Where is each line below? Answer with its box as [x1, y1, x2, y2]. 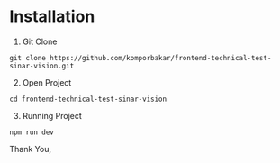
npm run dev [9, 128, 54, 137]
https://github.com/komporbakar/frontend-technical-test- [49, 53, 272, 62]
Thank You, [9, 143, 52, 154]
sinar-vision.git [9, 61, 75, 70]
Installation [9, 6, 95, 27]
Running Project [22, 110, 83, 121]
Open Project [22, 77, 72, 87]
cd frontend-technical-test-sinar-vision [9, 95, 167, 104]
